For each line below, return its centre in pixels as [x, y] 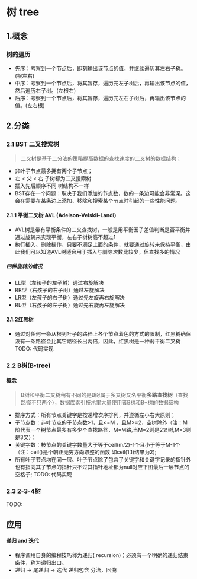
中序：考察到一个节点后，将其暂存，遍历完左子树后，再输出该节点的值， [103, 83]
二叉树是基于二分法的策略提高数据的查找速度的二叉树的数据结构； [101, 158]
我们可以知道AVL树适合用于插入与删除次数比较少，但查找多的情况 [100, 252]
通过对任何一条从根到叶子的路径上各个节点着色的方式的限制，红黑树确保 [103, 333]
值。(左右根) [30, 105]
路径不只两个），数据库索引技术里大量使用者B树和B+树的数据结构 [100, 403]
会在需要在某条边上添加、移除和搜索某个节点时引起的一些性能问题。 [98, 201]
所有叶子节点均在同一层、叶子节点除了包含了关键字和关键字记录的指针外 [103, 460]
